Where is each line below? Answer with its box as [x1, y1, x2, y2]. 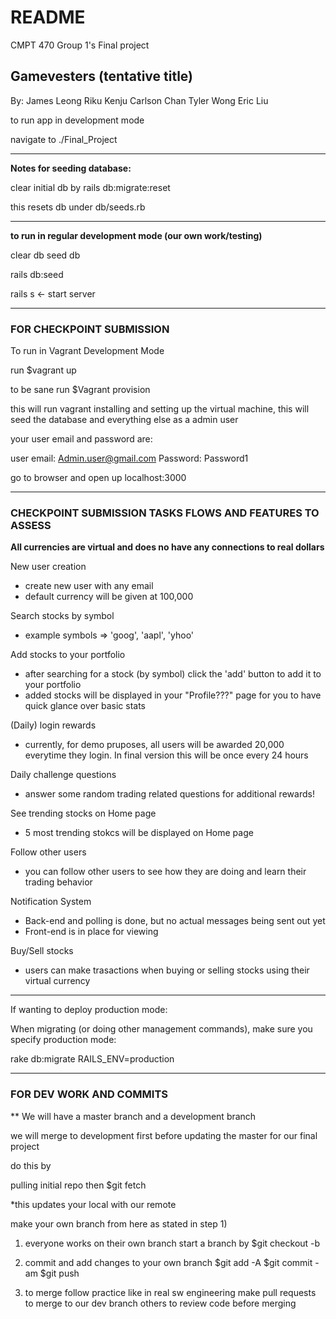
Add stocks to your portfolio [10, 649, 126, 661]
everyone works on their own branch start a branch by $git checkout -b [24, 1237, 321, 1249]
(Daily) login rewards [10, 719, 97, 731]
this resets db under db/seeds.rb [10, 201, 146, 213]
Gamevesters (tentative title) [10, 68, 194, 85]
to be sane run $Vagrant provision [10, 384, 151, 396]
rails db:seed [10, 268, 64, 280]
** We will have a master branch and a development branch [10, 1110, 257, 1122]
